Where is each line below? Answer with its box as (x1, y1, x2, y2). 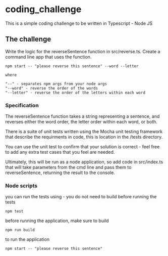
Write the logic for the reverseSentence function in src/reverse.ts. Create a (5, 48, 160, 54)
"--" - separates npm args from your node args (5, 81, 107, 87)
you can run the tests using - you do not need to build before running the (5, 194, 157, 200)
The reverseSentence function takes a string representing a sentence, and (5, 113, 160, 119)
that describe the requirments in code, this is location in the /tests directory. (5, 134, 163, 140)
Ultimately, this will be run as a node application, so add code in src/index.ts (5, 159, 163, 165)
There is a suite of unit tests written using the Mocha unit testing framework (5, 129, 163, 135)
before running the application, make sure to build (5, 218, 109, 224)
